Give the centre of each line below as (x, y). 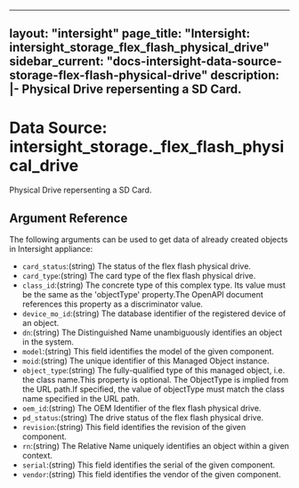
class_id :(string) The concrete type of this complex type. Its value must (154, 285)
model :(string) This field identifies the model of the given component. (148, 352)
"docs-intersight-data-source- (194, 62)
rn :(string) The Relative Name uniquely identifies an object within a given (155, 446)
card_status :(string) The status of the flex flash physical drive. (137, 266)
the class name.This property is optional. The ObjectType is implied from (155, 380)
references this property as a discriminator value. (112, 305)
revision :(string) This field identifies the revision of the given (134, 427)
